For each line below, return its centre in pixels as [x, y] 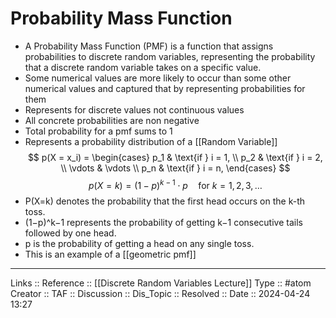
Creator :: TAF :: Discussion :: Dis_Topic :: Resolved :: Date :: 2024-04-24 [160, 293]
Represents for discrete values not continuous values [134, 109]
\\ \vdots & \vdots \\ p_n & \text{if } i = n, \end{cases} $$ [175, 168]
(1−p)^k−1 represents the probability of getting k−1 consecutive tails [163, 222]
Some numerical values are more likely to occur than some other [158, 78]
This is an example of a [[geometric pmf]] [110, 254]
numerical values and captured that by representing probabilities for [165, 88]
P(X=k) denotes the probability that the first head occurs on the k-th [165, 201]
